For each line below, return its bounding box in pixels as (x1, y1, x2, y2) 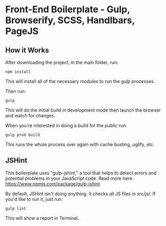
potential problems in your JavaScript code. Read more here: (5, 175, 134, 181)
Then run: (5, 88, 26, 94)
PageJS (5, 26, 39, 37)
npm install (5, 69, 31, 74)
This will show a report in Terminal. (5, 215, 79, 221)
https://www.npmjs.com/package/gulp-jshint (5, 180, 100, 187)
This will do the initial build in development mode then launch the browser (5, 107, 161, 113)
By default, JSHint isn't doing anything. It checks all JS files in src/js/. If (5, 191, 156, 197)
